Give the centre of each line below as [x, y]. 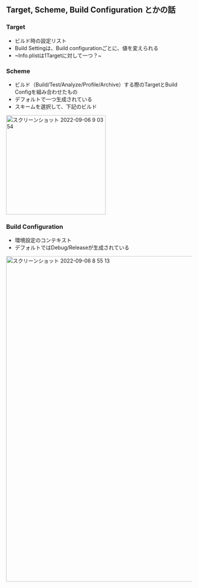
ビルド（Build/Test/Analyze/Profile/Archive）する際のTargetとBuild [96, 84]
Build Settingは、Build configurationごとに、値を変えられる [87, 48]
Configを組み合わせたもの [46, 92]
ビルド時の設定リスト [40, 41]
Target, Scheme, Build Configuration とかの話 [91, 10]
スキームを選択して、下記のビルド [56, 107]
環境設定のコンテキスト [43, 240]
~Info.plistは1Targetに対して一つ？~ [58, 55]
